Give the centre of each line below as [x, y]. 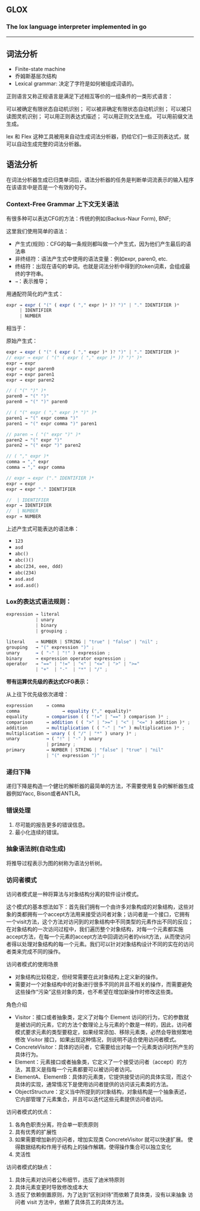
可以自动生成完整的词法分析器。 [45, 144]
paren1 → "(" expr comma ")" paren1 [51, 424]
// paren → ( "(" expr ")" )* [44, 434]
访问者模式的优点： [30, 1112]
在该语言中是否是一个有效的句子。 [48, 187]
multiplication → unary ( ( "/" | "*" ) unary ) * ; [71, 733]
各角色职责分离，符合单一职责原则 [57, 1124]
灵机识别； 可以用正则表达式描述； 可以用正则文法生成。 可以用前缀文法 [105, 116]
